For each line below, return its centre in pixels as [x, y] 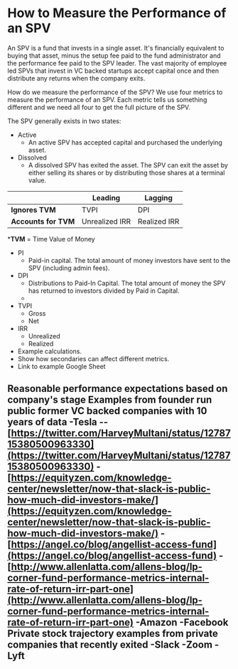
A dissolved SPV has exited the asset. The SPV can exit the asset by [128, 165]
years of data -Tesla [52, 422]
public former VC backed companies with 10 [107, 411]
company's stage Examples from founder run [110, 400]
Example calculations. [50, 351]
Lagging [158, 197]
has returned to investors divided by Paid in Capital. [104, 291]
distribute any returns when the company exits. [76, 78]
